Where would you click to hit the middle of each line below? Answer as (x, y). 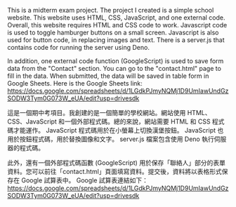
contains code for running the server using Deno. (78, 47)
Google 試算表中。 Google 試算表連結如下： (85, 180)
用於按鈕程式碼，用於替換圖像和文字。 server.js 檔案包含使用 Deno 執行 (111, 139)
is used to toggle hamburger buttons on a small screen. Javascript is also (113, 32)
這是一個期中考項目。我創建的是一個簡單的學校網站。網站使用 (97, 113)
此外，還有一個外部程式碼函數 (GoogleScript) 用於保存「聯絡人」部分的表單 (117, 163)
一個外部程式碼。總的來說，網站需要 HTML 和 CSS (137, 121)
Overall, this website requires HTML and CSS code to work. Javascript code (117, 25)
